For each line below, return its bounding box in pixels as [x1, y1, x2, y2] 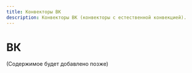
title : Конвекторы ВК [6, 8, 62, 15]
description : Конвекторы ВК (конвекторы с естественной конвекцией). [6, 14, 187, 21]
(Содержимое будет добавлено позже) [6, 60, 108, 68]
